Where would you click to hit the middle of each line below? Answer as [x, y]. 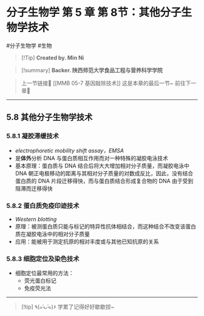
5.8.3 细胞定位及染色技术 [43, 258]
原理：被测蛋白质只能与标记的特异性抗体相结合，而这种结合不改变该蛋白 [105, 226]
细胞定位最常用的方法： [44, 273]
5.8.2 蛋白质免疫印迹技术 [43, 206]
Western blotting [36, 219]
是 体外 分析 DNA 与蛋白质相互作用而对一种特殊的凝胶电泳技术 [91, 158]
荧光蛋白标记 [40, 281]
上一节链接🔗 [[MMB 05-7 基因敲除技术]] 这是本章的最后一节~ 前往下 [106, 83]
